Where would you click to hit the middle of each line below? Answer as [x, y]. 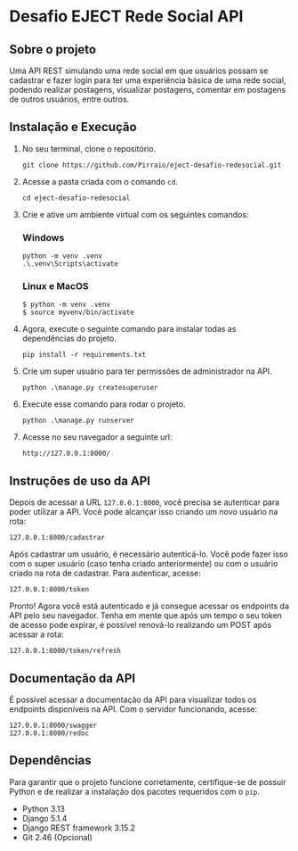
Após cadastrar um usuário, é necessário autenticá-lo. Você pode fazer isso [149, 554]
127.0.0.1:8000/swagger [53, 726]
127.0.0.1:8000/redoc [49, 733]
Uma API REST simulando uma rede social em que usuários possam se [139, 70]
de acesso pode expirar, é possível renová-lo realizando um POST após [141, 625]
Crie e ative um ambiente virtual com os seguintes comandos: [135, 214]
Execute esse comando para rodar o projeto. [104, 404]
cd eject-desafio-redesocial [76, 198]
